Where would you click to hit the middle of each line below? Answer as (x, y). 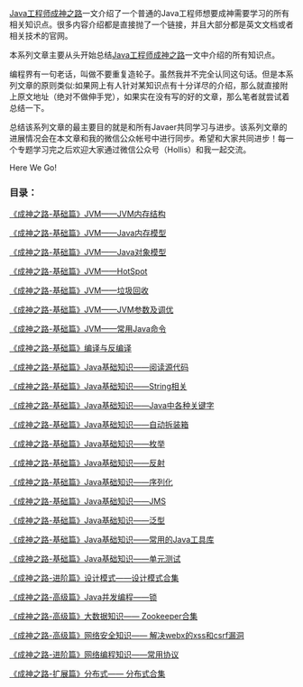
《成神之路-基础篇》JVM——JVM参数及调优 (92, 310)
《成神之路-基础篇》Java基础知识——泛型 (87, 520)
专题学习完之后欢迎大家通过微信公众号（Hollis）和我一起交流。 (134, 150)
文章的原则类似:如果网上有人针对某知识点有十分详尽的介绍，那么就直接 (149, 85)
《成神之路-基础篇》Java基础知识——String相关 (98, 387)
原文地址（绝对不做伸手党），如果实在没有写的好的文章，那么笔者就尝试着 (153, 96)
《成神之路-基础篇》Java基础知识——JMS (88, 501)
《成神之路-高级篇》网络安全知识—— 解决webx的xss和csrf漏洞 (127, 636)
